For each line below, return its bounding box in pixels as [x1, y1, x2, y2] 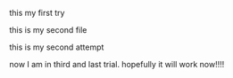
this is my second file [9, 25, 87, 35]
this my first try [9, 8, 65, 18]
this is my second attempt [9, 42, 104, 52]
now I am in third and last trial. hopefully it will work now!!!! [9, 59, 225, 69]
